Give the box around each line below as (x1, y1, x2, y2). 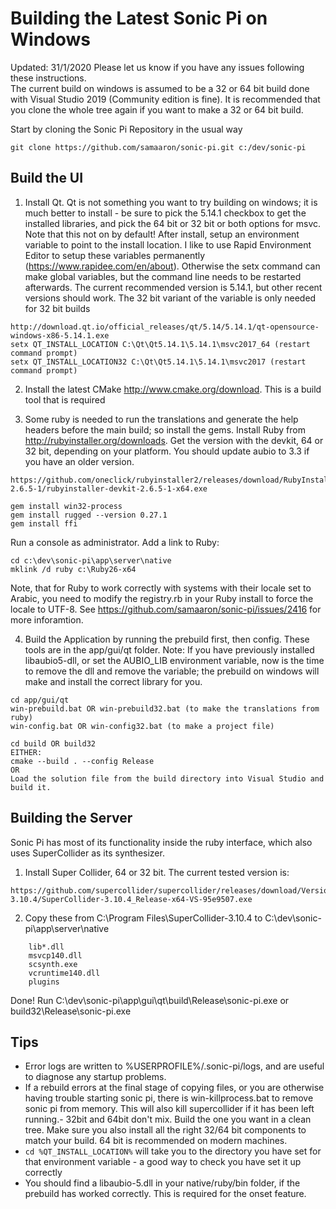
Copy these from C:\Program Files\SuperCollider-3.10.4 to (24, 912, 263, 924)
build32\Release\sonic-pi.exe (10, 1005, 132, 1017)
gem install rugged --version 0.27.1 (10, 510, 168, 520)
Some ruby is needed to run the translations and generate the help (24, 413, 299, 425)
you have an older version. (24, 455, 135, 467)
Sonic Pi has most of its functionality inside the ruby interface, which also (10, 836, 313, 848)
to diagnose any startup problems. (24, 1071, 167, 1083)
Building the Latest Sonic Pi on (10, 7, 268, 30)
